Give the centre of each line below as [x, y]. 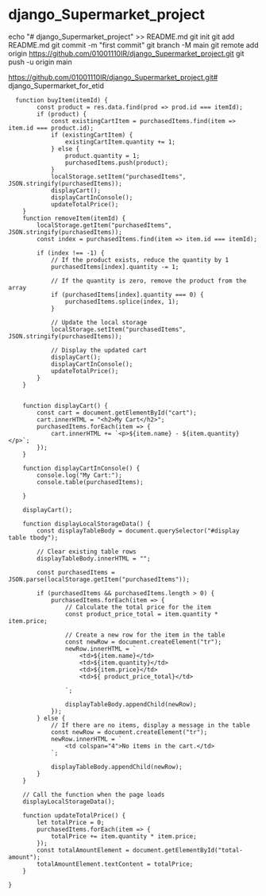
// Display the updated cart [99, 350]
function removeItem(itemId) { [74, 218]
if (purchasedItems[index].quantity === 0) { [127, 294]
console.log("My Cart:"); [80, 475]
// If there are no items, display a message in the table [150, 725]
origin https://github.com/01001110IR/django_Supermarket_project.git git [126, 53]
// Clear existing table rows [87, 552]
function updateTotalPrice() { [74, 815]
